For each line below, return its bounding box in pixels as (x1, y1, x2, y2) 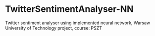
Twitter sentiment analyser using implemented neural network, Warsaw (5, 20, 150, 26)
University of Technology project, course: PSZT (5, 25, 103, 31)
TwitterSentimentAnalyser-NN (5, 3, 134, 15)
